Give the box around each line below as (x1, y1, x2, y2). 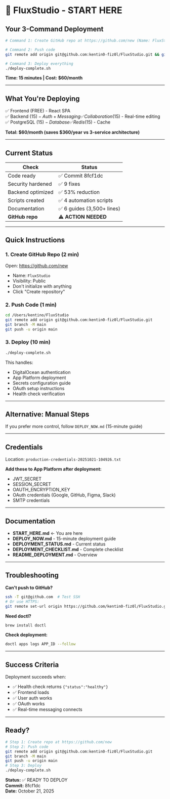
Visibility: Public (12, 278, 46, 284)
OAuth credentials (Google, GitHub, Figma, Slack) (12, 492, 116, 498)
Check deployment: (5, 632, 48, 638)
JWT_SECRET (12, 476, 42, 482)
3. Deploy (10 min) (5, 339, 51, 346)
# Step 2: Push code (5, 744, 49, 749)
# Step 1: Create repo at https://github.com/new (5, 739, 112, 744)
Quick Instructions (5, 236, 65, 244)
